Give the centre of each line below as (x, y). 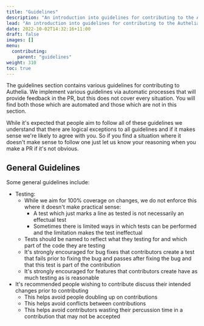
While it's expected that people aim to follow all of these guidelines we (94, 123)
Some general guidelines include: (48, 182)
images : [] (20, 40)
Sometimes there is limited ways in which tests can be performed (115, 226)
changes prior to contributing (52, 291)
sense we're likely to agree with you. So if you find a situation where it (94, 136)
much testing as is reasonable (62, 278)
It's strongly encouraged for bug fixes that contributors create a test (109, 252)
